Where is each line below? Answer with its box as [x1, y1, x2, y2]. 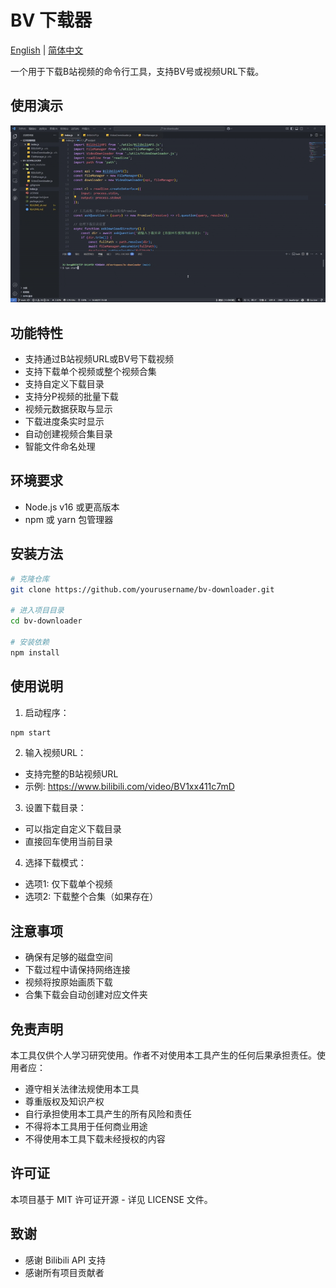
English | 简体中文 [10, 44, 84, 56]
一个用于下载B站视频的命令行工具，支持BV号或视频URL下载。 [10, 65, 265, 77]
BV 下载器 [10, 9, 93, 32]
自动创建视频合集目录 [24, 428, 113, 440]
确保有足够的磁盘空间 [24, 951, 113, 963]
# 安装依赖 [10, 637, 50, 647]
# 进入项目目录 [10, 606, 65, 616]
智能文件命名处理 [24, 441, 96, 453]
